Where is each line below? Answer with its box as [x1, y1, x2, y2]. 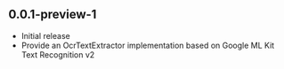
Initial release [20, 30, 70, 41]
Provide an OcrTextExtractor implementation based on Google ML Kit [20, 40, 275, 50]
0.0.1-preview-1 [8, 7, 97, 22]
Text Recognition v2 [20, 49, 95, 60]
